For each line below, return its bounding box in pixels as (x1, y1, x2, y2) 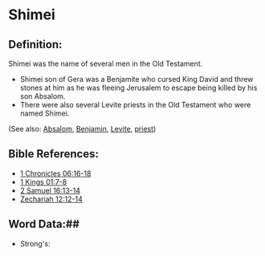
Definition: (8, 38, 63, 51)
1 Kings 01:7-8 (19, 177, 67, 186)
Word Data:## (8, 217, 80, 231)
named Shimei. (19, 108, 70, 118)
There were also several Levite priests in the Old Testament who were (19, 100, 251, 109)
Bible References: (8, 147, 99, 161)
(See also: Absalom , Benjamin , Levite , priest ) (8, 124, 157, 133)
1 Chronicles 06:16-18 (19, 169, 92, 178)
